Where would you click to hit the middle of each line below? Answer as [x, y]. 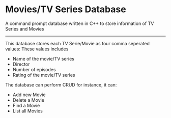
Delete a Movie [28, 100]
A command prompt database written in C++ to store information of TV [80, 23]
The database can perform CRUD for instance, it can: [61, 84]
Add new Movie [29, 95]
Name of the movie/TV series [44, 58]
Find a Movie [26, 105]
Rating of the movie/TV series [44, 75]
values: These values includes [37, 49]
